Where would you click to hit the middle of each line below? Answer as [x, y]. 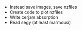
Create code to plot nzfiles [36, 12]
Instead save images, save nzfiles [43, 7]
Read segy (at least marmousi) [40, 22]
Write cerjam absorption [34, 17]
